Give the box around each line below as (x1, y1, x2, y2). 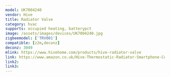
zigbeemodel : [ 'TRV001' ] (5, 36, 58, 41)
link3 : (5, 64, 19, 69)
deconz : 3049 (5, 45, 33, 50)
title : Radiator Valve (5, 17, 53, 22)
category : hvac (5, 21, 37, 27)
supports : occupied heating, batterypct (5, 26, 92, 31)
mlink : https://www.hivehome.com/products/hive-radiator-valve (5, 50, 142, 55)
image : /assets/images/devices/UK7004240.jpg (5, 31, 103, 36)
